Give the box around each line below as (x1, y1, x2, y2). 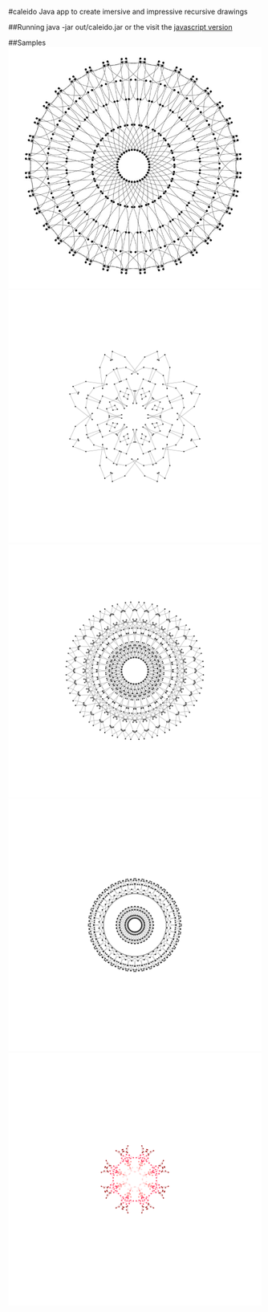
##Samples (8, 38, 47, 47)
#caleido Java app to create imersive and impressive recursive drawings (8, 7, 248, 16)
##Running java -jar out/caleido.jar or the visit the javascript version (8, 22, 233, 31)
